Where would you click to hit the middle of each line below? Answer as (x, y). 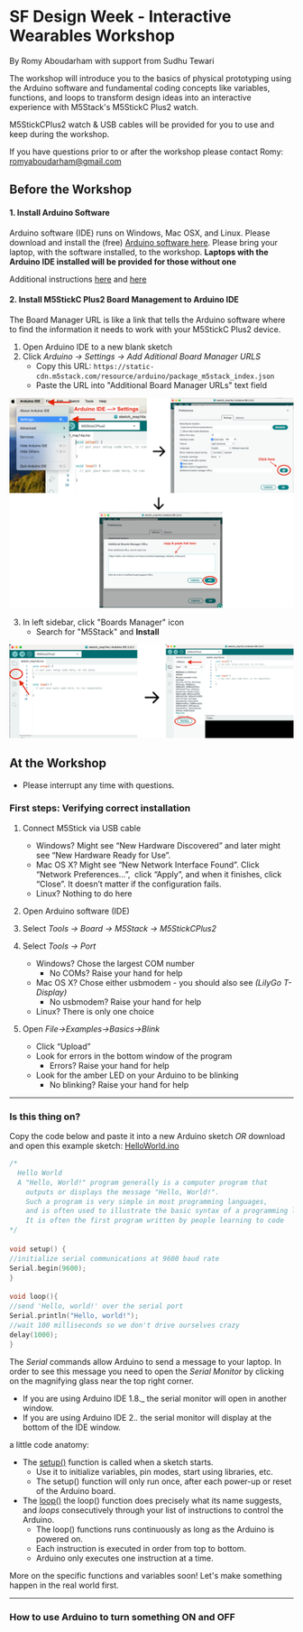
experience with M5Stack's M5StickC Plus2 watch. (104, 107)
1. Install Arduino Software (60, 212)
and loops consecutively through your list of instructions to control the (153, 1510)
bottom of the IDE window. (72, 1427)
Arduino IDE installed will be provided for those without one (123, 261)
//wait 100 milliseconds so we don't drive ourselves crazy (125, 1325)
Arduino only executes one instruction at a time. (124, 1558)
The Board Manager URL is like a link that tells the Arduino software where (147, 320)
